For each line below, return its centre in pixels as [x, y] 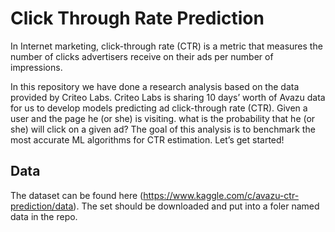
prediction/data [42, 206]
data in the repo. [44, 216]
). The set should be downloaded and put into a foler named [196, 206]
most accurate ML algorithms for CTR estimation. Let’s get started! [147, 139]
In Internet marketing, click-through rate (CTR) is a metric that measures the [166, 46]
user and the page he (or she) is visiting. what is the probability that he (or [163, 118]
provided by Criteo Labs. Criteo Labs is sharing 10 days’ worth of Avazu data [168, 97]
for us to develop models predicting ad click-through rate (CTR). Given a [159, 108]
